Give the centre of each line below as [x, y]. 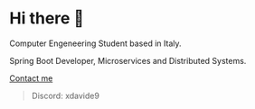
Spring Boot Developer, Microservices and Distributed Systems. [128, 60]
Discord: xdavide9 [65, 95]
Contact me [31, 78]
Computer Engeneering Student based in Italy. [95, 43]
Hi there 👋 [47, 18]
